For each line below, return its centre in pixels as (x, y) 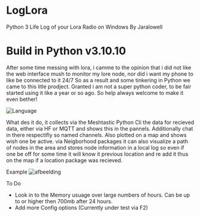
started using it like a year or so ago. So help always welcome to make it (95, 92)
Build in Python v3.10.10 (66, 51)
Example (17, 172)
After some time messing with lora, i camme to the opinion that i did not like (99, 67)
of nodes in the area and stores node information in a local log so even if (95, 147)
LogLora (27, 10)
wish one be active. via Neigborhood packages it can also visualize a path (97, 141)
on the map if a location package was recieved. (64, 160)
